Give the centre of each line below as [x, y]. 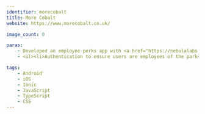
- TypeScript [34, 96]
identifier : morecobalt [37, 12]
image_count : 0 [26, 34]
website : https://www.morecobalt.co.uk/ [59, 23]
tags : [13, 68]
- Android [30, 73]
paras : [15, 45]
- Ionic [27, 85]
